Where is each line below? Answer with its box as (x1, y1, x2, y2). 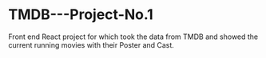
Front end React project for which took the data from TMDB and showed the (8, 32, 259, 41)
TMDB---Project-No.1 (8, 6, 153, 24)
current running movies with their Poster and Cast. (8, 40, 174, 49)
